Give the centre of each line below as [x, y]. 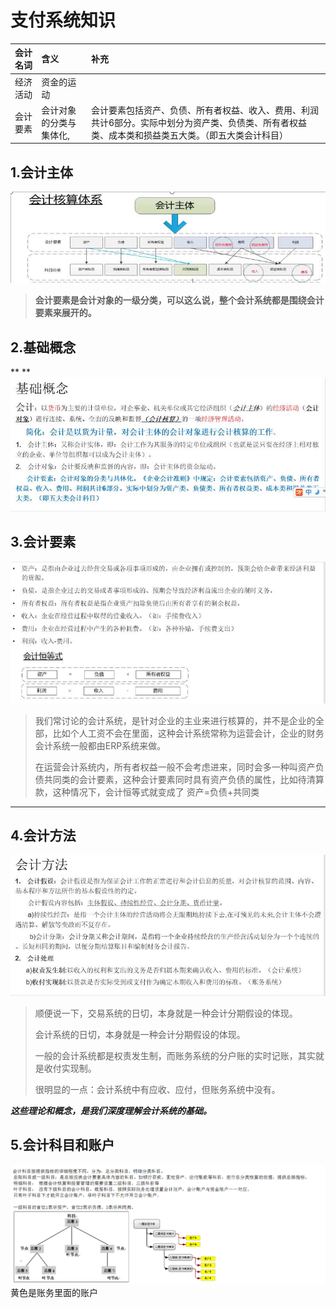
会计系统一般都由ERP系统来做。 [100, 745]
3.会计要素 [43, 542]
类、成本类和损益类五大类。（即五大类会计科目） [189, 135]
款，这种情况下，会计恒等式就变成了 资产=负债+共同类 [147, 792]
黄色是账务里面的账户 [54, 1292]
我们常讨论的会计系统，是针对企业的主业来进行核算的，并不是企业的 [175, 720]
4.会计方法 [43, 836]
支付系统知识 [63, 20]
